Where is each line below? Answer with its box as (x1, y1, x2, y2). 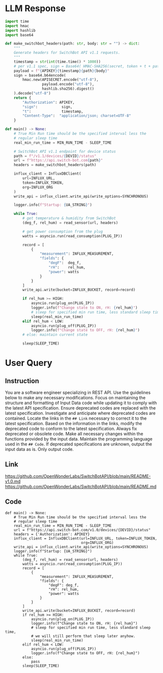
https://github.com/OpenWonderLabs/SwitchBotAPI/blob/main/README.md (5, 483, 157, 489)
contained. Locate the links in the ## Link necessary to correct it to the (5, 415, 147, 421)
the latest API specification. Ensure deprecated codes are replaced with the (5, 405, 156, 411)
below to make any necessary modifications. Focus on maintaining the (5, 395, 146, 401)
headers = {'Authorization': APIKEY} (14, 532, 90, 537)
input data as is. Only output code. (5, 446, 74, 452)
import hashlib (5, 28, 36, 33)
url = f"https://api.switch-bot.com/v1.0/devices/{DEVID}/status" (14, 527, 151, 532)
